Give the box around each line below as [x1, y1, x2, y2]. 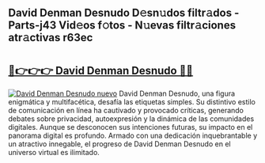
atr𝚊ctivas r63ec [8, 31, 93, 44]
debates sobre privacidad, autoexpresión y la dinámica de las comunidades [8, 114, 255, 123]
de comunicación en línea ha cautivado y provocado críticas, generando [8, 106, 244, 115]
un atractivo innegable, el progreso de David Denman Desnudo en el [8, 139, 231, 149]
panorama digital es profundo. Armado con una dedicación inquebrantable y [8, 131, 258, 140]
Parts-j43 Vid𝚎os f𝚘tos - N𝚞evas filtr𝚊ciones [8, 19, 236, 32]
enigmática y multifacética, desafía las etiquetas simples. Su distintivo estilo [8, 97, 256, 106]
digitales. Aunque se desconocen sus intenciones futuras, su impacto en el [8, 123, 253, 131]
